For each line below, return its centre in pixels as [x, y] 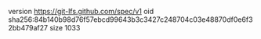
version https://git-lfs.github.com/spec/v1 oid [81, 11]
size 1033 [65, 28]
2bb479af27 [28, 28]
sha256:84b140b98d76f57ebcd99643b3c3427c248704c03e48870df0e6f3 [130, 19]
